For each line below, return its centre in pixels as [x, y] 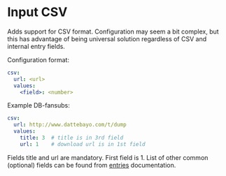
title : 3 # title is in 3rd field [72, 138]
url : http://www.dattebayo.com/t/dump [70, 125]
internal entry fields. [36, 46]
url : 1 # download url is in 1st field [83, 144]
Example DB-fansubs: [38, 105]
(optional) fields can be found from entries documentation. [92, 165]
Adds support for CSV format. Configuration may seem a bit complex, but [113, 31]
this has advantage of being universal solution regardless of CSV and [107, 38]
